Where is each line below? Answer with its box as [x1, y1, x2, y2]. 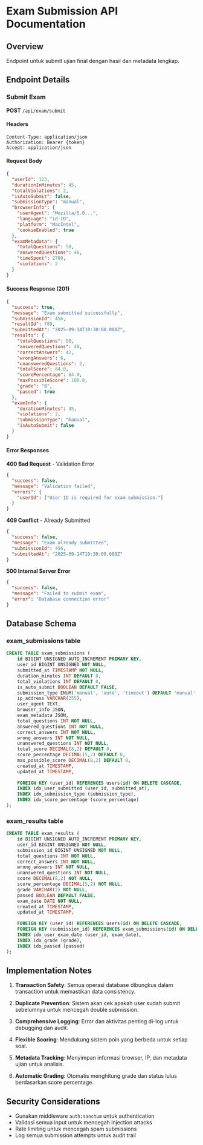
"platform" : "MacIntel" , [17, 221, 80, 228]
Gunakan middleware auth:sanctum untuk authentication [14, 1112, 155, 1120]
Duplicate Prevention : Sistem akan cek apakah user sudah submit [14, 1000, 181, 1007]
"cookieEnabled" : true [17, 227, 74, 233]
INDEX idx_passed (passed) [17, 943, 85, 949]
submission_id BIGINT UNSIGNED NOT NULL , [17, 847, 123, 853]
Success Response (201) [6, 285, 70, 292]
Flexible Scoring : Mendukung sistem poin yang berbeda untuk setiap [14, 1036, 188, 1043]
